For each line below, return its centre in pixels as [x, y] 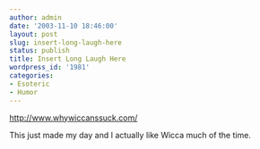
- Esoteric [30, 84]
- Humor [24, 92]
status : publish [39, 51]
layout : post [34, 34]
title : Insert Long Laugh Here [68, 59]
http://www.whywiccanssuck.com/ [74, 118]
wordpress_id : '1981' [50, 68]
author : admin [36, 17]
